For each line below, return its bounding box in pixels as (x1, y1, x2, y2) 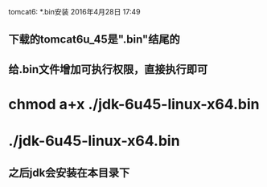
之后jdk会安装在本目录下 (8, 165, 130, 179)
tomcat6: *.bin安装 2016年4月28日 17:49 (8, 7, 141, 16)
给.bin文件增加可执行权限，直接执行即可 (8, 63, 208, 76)
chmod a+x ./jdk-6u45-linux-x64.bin (8, 95, 260, 113)
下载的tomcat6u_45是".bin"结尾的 (8, 33, 180, 47)
